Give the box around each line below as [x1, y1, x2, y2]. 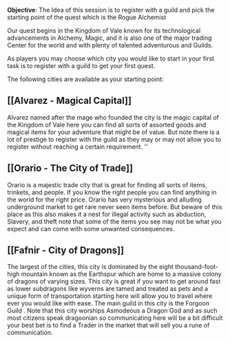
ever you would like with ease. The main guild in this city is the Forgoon [7, 299, 210, 308]
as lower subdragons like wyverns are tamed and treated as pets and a [7, 285, 209, 293]
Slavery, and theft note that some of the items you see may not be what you [7, 217, 222, 226]
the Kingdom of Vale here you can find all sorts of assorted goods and [7, 120, 207, 129]
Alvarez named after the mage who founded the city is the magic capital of [7, 113, 219, 121]
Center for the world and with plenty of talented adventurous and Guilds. [7, 41, 213, 49]
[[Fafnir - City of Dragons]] [7, 244, 125, 257]
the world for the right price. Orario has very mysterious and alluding [7, 195, 202, 204]
